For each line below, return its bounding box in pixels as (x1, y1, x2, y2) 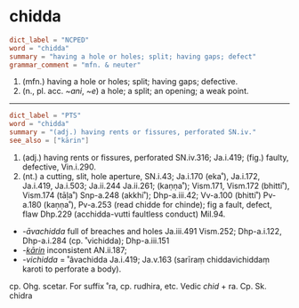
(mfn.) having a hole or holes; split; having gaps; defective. (21, 76, 238, 87)
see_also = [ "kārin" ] (9, 136, 90, 146)
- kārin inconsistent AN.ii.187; (21, 244, 127, 255)
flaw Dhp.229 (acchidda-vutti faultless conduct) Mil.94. (21, 209, 226, 219)
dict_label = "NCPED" (9, 36, 90, 44)
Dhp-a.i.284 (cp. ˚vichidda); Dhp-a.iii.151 (21, 235, 170, 246)
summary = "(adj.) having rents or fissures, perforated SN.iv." (9, 128, 256, 137)
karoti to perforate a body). (21, 264, 122, 274)
